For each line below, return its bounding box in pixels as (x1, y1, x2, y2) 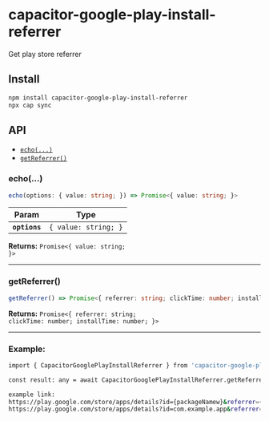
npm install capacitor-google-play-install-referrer (8, 94, 188, 102)
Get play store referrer (8, 49, 82, 59)
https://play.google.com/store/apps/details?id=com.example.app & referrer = (8, 405, 263, 414)
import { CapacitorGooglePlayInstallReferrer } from (8, 361, 188, 370)
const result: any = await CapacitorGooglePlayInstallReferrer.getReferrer (8, 375, 267, 384)
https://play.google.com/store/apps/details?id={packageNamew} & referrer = (8, 398, 260, 406)
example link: (8, 391, 56, 399)
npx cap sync (8, 101, 52, 109)
